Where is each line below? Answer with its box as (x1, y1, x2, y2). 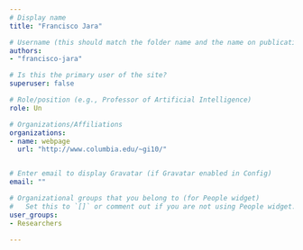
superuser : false (9, 79, 75, 88)
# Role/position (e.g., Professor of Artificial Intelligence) (9, 95, 252, 104)
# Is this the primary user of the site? (9, 71, 168, 80)
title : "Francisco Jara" (9, 22, 103, 31)
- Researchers (9, 219, 63, 228)
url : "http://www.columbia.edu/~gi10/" (17, 145, 168, 154)
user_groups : (9, 210, 59, 219)
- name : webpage (9, 137, 70, 146)
